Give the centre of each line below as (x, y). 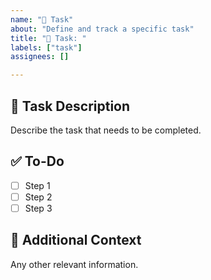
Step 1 (37, 185)
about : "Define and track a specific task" (102, 29)
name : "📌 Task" (42, 19)
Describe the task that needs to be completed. (106, 130)
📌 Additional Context (76, 240)
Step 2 (38, 197)
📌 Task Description (70, 106)
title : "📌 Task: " (48, 38)
